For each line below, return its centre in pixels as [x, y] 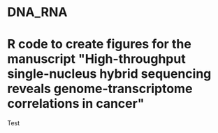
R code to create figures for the [100, 44]
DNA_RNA [37, 12]
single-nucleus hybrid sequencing [109, 74]
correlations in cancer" [76, 104]
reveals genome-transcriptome [100, 89]
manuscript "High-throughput [97, 59]
